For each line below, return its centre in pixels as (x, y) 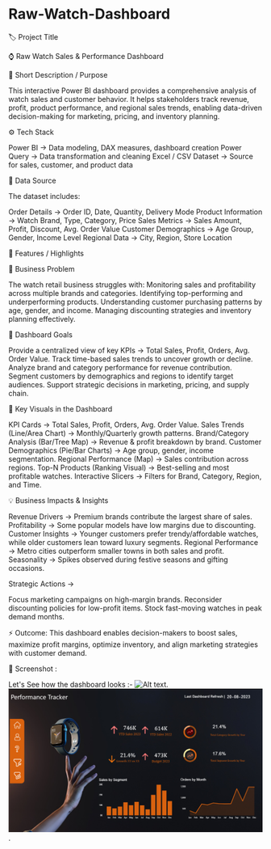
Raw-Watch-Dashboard (90, 14)
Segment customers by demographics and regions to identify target (121, 376)
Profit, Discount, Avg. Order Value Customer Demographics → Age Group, (131, 229)
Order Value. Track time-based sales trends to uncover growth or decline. (131, 359)
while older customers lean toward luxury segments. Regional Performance (133, 542)
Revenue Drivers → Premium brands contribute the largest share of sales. (130, 516)
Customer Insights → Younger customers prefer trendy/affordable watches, (133, 534)
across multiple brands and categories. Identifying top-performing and (126, 293)
